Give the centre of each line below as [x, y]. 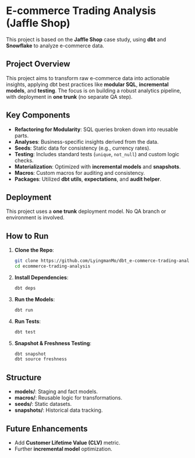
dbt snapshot [30, 354]
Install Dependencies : [41, 277]
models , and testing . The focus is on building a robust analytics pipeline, [94, 90]
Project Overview [38, 64]
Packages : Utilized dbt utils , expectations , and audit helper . [88, 179]
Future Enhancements [47, 428]
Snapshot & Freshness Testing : [53, 343]
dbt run [24, 310]
